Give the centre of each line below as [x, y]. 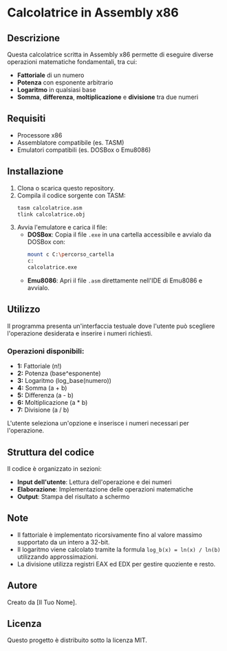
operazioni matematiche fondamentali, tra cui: [72, 62]
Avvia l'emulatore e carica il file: [62, 228]
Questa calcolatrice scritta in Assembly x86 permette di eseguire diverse [110, 54]
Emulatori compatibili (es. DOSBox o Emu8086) [84, 150]
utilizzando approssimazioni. [57, 556]
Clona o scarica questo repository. [66, 188]
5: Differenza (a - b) [45, 395]
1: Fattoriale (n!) [39, 366]
